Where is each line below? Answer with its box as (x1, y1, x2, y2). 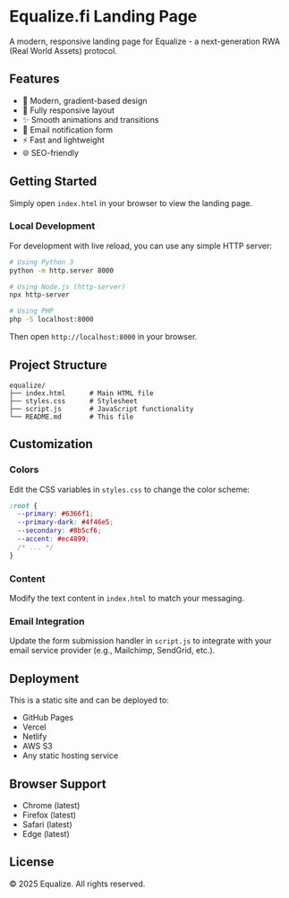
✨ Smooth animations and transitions (21, 114, 159, 125)
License (9, 854, 55, 870)
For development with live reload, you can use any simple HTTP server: (9, 240, 273, 251)
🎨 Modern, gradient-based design (21, 95, 148, 106)
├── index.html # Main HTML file (9, 388, 154, 398)
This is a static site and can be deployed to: (9, 695, 170, 705)
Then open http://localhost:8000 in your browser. (9, 332, 198, 342)
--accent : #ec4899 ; (17, 535, 90, 544)
